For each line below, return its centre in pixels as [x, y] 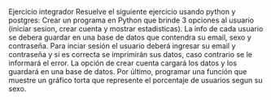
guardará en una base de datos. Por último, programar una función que [128, 71]
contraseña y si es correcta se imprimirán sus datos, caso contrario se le [130, 54]
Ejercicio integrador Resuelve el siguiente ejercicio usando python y [122, 12]
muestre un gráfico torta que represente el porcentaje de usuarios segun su [135, 80]
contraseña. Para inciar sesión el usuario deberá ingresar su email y [122, 46]
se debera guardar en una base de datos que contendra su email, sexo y [130, 37]
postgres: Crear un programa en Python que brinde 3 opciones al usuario [131, 20]
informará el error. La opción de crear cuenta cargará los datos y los [123, 63]
